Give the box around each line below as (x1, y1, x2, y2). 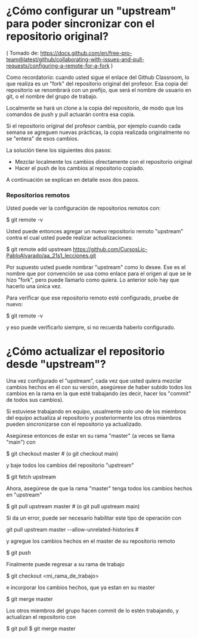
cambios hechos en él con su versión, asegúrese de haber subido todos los (6, 384, 192, 391)
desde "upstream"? (6, 358, 106, 371)
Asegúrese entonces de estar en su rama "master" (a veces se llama (6, 432, 175, 439)
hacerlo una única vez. (6, 283, 63, 290)
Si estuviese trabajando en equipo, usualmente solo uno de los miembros (6, 408, 187, 415)
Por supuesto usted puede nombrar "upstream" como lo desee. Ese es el (6, 264, 186, 271)
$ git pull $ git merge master (6, 625, 76, 632)
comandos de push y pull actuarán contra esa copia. (6, 111, 135, 118)
